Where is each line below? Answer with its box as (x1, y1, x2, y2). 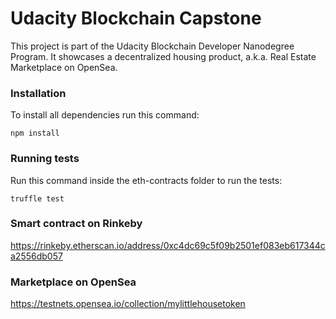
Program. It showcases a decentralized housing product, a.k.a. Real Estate (10, 50, 317, 62)
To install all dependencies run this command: (10, 109, 200, 121)
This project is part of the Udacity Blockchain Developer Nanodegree (10, 40, 295, 52)
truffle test (10, 193, 65, 204)
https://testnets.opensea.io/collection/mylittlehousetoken (10, 298, 246, 310)
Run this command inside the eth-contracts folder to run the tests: (10, 174, 283, 186)
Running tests (10, 152, 80, 166)
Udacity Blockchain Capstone (10, 7, 262, 30)
